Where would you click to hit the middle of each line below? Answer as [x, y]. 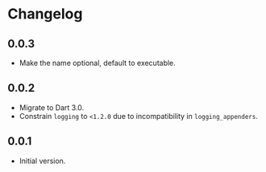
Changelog [45, 14]
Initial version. [42, 161]
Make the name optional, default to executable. [98, 63]
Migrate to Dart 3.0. [52, 107]
